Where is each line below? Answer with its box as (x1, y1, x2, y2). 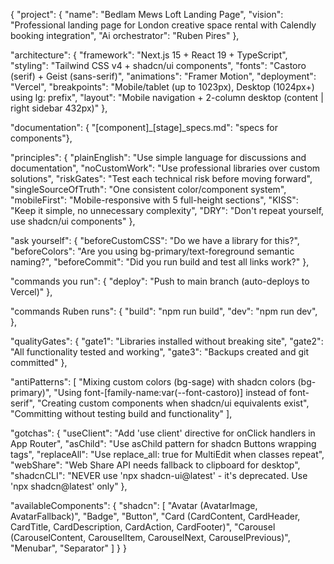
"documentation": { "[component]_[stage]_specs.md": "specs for (10, 122, 279, 133)
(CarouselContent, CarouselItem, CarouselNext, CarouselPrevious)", (10, 532, 291, 543)
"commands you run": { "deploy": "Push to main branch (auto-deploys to (10, 275, 310, 287)
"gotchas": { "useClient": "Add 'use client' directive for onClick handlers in (10, 427, 316, 439)
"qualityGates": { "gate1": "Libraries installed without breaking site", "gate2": (10, 335, 324, 347)
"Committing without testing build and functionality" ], (10, 408, 233, 419)
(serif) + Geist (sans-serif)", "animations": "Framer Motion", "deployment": (10, 70, 317, 82)
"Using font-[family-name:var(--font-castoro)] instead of (53, 387, 287, 398)
